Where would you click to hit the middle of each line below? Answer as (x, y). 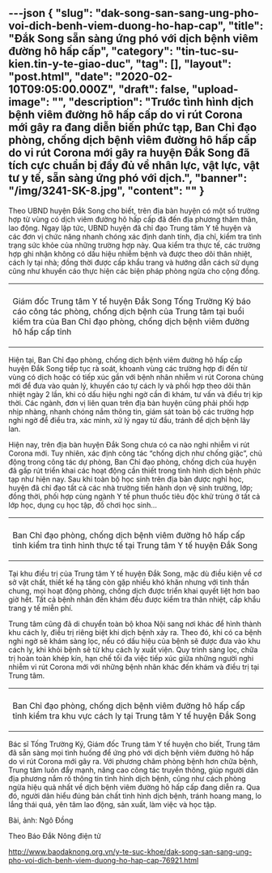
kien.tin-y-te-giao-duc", (71, 64)
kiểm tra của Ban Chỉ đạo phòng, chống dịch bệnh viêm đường (131, 322)
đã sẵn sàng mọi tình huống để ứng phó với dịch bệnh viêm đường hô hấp (131, 752)
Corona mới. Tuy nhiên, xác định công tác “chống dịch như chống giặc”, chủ (136, 453)
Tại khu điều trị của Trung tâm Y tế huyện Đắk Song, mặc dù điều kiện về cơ (135, 573)
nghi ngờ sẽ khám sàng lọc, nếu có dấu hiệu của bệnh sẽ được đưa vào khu (134, 641)
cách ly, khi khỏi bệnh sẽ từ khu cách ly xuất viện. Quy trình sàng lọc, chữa (133, 650)
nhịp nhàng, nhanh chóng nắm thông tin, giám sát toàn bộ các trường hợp (131, 411)
